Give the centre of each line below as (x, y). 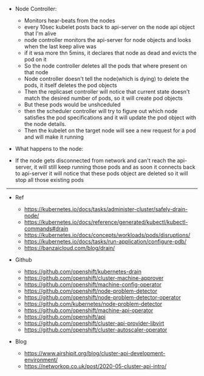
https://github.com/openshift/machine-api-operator (89, 310)
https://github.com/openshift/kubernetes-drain (83, 271)
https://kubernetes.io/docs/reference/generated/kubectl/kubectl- (106, 222)
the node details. (45, 124)
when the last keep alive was (60, 46)
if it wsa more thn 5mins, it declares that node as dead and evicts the (110, 53)
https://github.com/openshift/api (65, 317)
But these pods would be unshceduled (72, 105)
